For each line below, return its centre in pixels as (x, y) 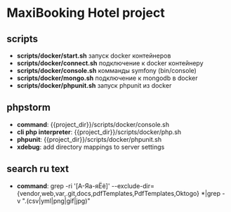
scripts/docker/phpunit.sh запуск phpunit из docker (94, 85)
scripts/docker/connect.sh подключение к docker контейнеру (110, 63)
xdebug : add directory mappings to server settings (91, 147)
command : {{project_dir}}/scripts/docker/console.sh (93, 124)
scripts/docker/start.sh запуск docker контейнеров (94, 55)
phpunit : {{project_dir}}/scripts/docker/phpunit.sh (89, 139)
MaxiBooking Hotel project (86, 13)
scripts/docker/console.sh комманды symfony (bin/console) (107, 71)
